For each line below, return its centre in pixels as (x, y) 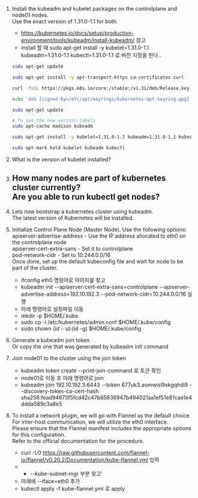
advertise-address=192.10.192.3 (60, 294)
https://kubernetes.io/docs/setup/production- (77, 33)
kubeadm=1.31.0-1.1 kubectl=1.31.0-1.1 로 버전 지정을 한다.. (91, 55)
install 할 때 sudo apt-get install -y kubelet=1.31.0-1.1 (85, 48)
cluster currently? (46, 187)
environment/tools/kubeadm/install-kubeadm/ (78, 40)
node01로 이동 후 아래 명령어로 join (62, 378)
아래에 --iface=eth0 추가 (50, 481)
